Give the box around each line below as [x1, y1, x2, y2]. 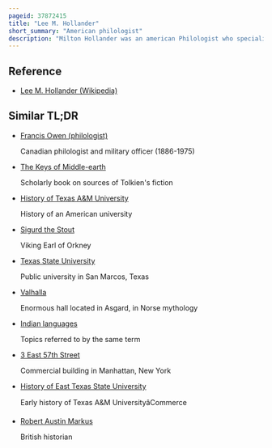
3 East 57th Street [19, 349, 81, 360]
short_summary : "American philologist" [8, 27, 143, 35]
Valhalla [19, 287, 47, 297]
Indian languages [19, 319, 79, 328]
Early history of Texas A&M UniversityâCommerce [19, 397, 188, 407]
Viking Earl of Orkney [19, 240, 91, 250]
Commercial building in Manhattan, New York [19, 366, 172, 375]
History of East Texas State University [19, 381, 147, 391]
